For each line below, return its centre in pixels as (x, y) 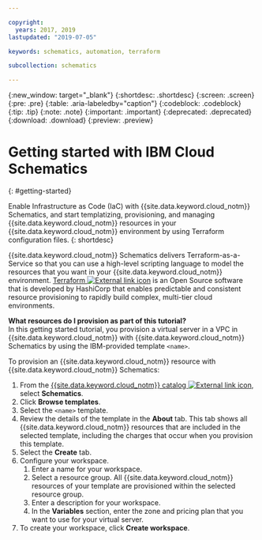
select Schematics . (51, 394)
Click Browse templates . (60, 402)
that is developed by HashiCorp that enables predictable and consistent (125, 289)
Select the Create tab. (56, 452)
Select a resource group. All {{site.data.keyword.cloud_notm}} (132, 478)
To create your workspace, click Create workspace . (105, 528)
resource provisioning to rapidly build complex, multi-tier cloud (110, 297)
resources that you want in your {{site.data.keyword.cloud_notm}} (116, 272)
